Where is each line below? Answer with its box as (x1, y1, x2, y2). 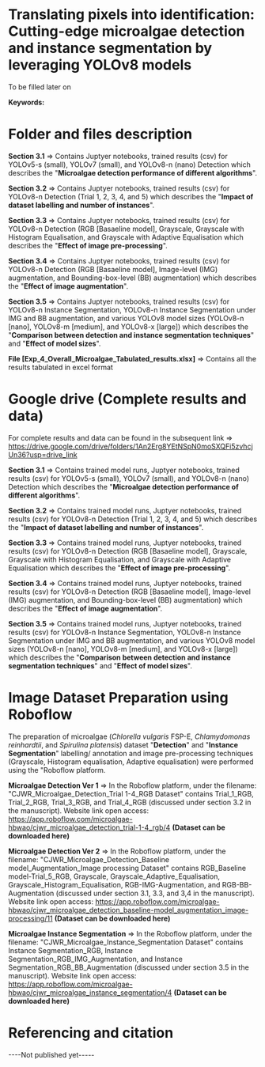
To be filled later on (8, 81, 71, 92)
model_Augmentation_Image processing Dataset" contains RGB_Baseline (8, 863, 247, 872)
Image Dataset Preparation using (8, 689, 229, 706)
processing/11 (8, 914, 53, 923)
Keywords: (8, 97, 45, 107)
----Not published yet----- (8, 1050, 95, 1059)
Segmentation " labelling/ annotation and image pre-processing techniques (8, 748, 254, 758)
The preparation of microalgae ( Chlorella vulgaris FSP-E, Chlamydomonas (8, 732, 251, 741)
